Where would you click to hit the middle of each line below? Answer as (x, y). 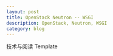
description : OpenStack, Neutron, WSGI (57, 23)
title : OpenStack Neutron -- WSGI (50, 17)
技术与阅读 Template (32, 46)
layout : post (23, 12)
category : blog (26, 29)
